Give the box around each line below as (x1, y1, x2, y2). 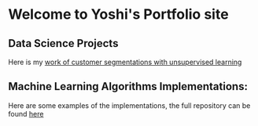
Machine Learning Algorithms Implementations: (8, 80, 248, 93)
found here (8, 109, 44, 118)
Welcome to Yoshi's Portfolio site (8, 5, 230, 23)
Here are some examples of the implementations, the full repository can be (8, 100, 251, 110)
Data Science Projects (8, 37, 119, 50)
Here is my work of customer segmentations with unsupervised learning (8, 57, 242, 67)
